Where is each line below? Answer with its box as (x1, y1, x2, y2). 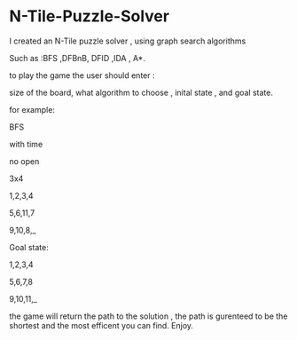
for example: (9, 104, 56, 115)
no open (9, 155, 40, 166)
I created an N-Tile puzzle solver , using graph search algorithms (9, 36, 246, 46)
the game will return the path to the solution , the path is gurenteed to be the (9, 311, 288, 321)
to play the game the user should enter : (9, 69, 155, 81)
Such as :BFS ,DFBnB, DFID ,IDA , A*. (9, 52, 146, 63)
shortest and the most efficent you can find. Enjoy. (9, 320, 193, 330)
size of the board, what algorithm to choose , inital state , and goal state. (9, 87, 273, 98)
